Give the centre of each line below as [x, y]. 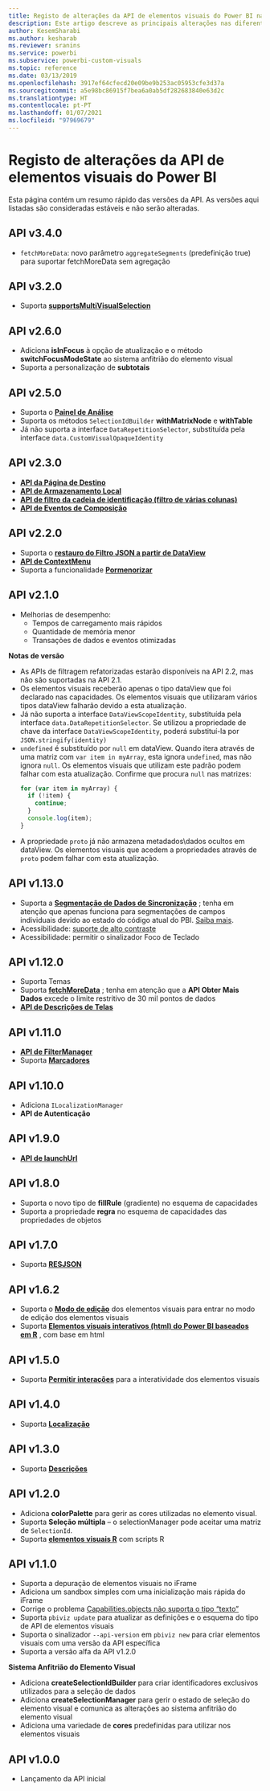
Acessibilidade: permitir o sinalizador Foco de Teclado [109, 936]
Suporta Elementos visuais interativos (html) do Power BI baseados [134, 1326]
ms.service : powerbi [43, 53]
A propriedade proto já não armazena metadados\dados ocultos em [132, 841]
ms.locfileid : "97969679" [51, 121]
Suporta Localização [55, 1424]
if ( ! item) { [49, 796]
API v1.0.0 [34, 1759]
